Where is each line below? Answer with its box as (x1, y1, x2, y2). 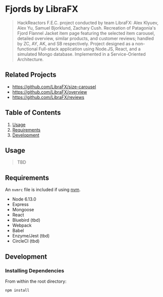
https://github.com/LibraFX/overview (12, 89, 87, 95)
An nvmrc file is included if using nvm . (5, 187, 81, 193)
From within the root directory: (5, 278, 67, 284)
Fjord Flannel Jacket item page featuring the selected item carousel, (17, 30, 155, 36)
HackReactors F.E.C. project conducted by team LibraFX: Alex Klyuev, (17, 20, 159, 26)
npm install (5, 288, 29, 293)
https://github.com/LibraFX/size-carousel (12, 84, 97, 90)
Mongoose (12, 207, 34, 213)
